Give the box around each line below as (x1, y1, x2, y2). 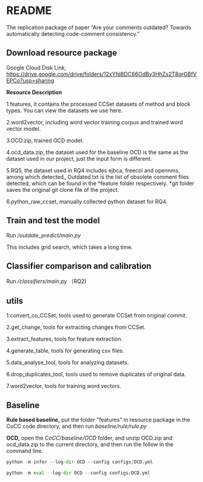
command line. (6, 447, 44, 454)
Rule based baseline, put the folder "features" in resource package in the (6, 416, 190, 423)
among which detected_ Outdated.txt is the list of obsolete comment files (6, 173, 189, 180)
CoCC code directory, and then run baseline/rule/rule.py (6, 423, 147, 430)
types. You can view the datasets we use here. (6, 107, 123, 114)
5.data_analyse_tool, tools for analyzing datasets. (6, 359, 129, 366)
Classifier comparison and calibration (6, 260, 151, 271)
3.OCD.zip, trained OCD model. (6, 137, 84, 144)
